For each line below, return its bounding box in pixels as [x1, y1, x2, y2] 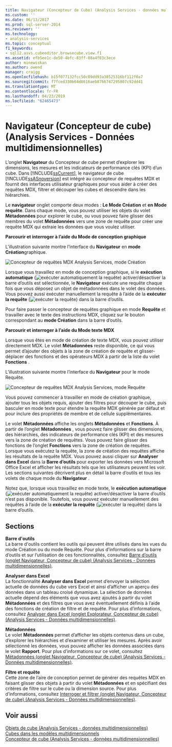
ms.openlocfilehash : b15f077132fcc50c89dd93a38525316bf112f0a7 [5, 74, 143, 80]
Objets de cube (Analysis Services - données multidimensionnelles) [5, 725, 148, 731]
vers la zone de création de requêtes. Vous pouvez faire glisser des [5, 437, 147, 443]
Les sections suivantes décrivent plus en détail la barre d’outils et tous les [5, 470, 161, 476]
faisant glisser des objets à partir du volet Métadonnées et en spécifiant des [5, 680, 167, 686]
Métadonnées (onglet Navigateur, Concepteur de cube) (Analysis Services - [5, 653, 166, 660]
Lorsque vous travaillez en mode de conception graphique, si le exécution [5, 269, 162, 275]
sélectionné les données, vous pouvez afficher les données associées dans [5, 643, 165, 649]
